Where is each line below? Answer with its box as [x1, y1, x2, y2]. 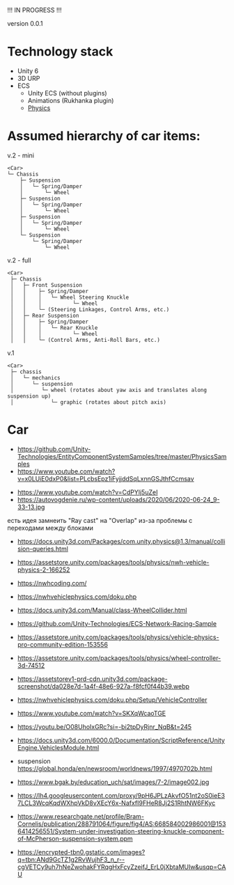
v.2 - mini [7, 151, 35, 159]
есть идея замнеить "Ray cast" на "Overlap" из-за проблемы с [7, 516, 193, 524]
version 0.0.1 [7, 19, 43, 27]
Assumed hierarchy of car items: [7, 128, 201, 144]
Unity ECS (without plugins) [27, 88, 107, 97]
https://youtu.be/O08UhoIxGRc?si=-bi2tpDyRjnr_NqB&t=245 [17, 722, 192, 730]
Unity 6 [17, 66, 39, 75]
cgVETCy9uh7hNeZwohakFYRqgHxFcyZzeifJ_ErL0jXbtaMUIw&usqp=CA [17, 863, 226, 871]
